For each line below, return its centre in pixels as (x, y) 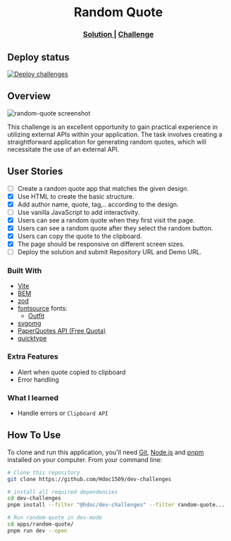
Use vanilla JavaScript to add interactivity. (79, 212)
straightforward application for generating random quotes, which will (107, 142)
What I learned (33, 397)
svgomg (29, 323)
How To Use (34, 435)
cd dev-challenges (34, 498)
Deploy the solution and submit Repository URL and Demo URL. (110, 252)
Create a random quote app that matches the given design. (103, 188)
